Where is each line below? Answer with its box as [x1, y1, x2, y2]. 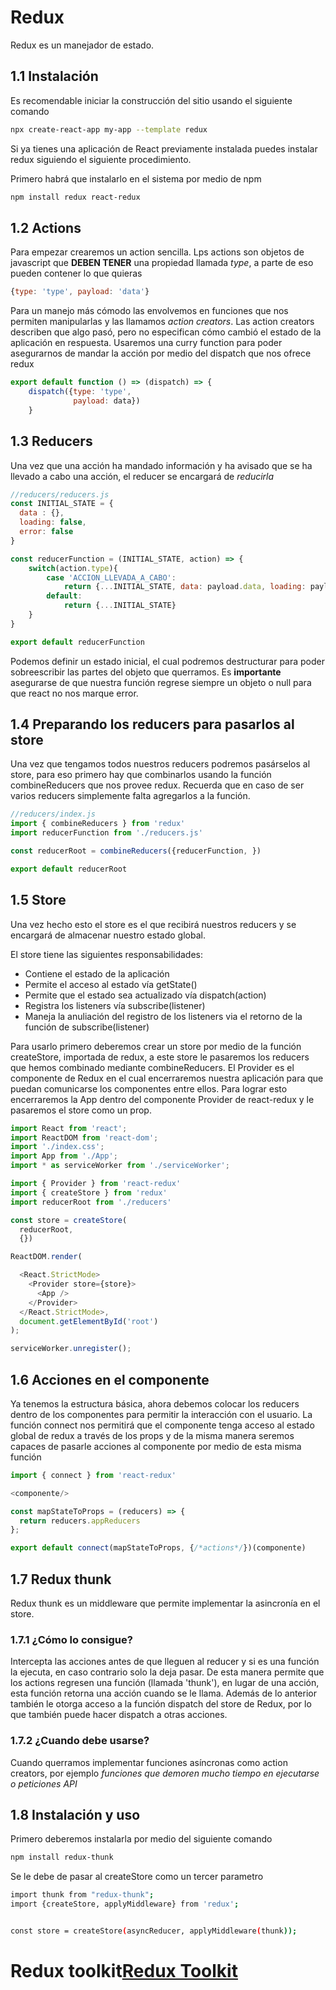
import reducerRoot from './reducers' [10, 1197, 172, 1207]
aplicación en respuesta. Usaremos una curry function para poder [10, 337, 283, 349]
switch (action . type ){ [28, 563, 118, 573]
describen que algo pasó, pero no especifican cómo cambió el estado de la [10, 326, 322, 338]
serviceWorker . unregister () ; [10, 1344, 132, 1354]
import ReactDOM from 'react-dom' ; [10, 1132, 159, 1143]
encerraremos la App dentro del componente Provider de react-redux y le [10, 1093, 315, 1105]
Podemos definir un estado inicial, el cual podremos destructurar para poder [10, 655, 326, 667]
